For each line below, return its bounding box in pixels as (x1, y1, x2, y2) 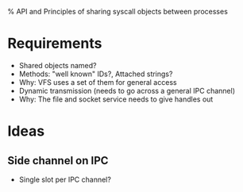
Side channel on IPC (7, 154, 109, 167)
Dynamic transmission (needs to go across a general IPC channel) (18, 86, 236, 95)
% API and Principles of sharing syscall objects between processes (7, 7, 228, 16)
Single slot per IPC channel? (18, 175, 112, 184)
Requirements (7, 35, 102, 52)
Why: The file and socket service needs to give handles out (18, 94, 214, 104)
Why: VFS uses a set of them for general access (18, 77, 177, 86)
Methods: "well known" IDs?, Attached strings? (18, 69, 173, 79)
